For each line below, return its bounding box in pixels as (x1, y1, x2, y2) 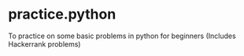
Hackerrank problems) (8, 39, 81, 48)
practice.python (8, 5, 116, 23)
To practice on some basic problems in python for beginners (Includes (8, 31, 236, 40)
